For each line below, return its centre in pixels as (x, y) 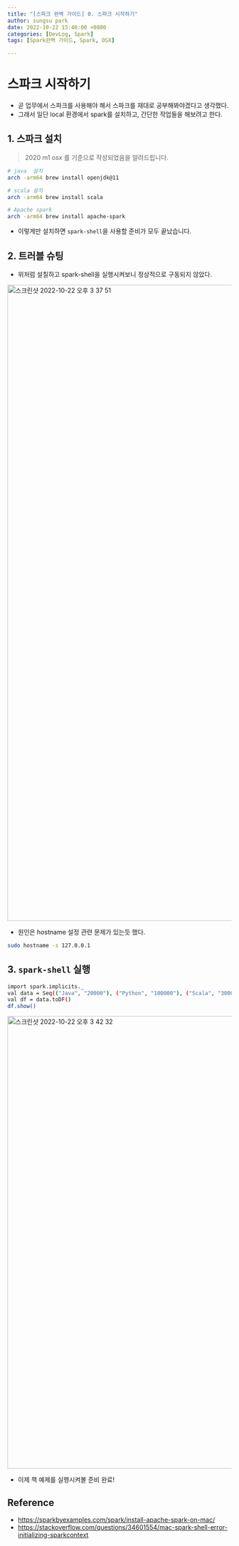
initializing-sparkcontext (53, 1535)
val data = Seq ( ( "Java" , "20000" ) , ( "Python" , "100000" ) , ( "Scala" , (111, 993)
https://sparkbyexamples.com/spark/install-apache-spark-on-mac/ (116, 1520)
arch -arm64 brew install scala (55, 197)
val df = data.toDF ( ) (39, 1000)
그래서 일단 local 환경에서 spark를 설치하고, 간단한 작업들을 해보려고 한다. (120, 114)
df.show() (22, 1007)
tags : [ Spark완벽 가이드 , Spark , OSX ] (61, 41)
